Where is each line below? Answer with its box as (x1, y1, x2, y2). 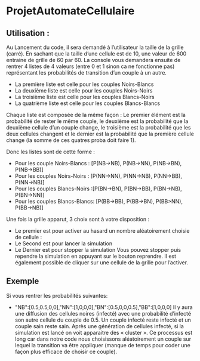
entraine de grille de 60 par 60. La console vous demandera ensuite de (6, 57, 181, 63)
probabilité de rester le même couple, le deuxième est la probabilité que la (6, 118, 189, 125)
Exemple (6, 276, 39, 286)
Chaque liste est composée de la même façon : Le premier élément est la (6, 112, 186, 118)
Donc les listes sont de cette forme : (6, 148, 96, 155)
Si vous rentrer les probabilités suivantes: (6, 292, 108, 299)
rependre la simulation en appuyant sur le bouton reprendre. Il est (14, 252, 177, 260)
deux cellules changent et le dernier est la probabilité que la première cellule (6, 130, 194, 137)
